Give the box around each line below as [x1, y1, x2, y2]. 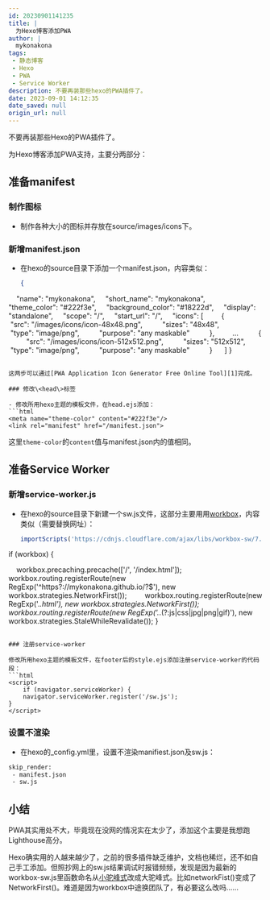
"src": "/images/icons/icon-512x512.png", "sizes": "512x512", [26, 336, 246, 346]
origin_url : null [8, 110, 67, 118]
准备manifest [8, 175, 75, 189]
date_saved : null [8, 102, 67, 110]
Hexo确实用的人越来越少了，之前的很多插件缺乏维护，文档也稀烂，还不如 [8, 852, 251, 862]
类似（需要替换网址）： [19, 519, 95, 529]
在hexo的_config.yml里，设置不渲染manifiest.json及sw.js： [19, 747, 216, 757]
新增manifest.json [8, 243, 81, 255]
